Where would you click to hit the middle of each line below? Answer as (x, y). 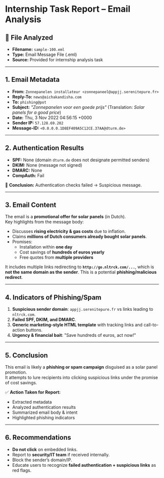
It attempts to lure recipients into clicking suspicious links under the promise (82, 377)
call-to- (151, 325)
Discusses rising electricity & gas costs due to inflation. (69, 231)
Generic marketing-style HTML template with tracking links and (77, 325)
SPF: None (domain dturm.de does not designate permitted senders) (81, 160)
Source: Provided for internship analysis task (58, 60)
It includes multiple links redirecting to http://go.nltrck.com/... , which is (80, 267)
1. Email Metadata (32, 80)
